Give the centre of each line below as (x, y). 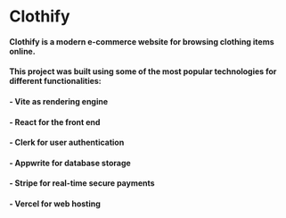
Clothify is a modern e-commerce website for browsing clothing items (142, 41)
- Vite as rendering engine (59, 101)
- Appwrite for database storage (70, 163)
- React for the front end (55, 122)
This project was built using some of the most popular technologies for (143, 71)
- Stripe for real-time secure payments (82, 183)
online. (22, 51)
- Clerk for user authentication (67, 143)
